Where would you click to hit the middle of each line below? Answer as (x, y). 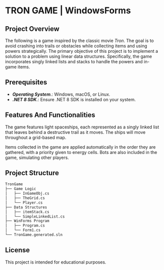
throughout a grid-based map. (36, 137)
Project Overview (32, 29)
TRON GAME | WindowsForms (68, 11)
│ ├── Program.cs (25, 226)
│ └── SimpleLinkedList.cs (35, 216)
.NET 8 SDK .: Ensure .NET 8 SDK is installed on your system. (74, 99)
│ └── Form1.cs (23, 230)
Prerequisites (26, 82)
